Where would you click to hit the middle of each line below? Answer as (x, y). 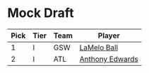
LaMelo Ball (99, 47)
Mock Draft (41, 13)
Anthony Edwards (109, 59)
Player (109, 35)
